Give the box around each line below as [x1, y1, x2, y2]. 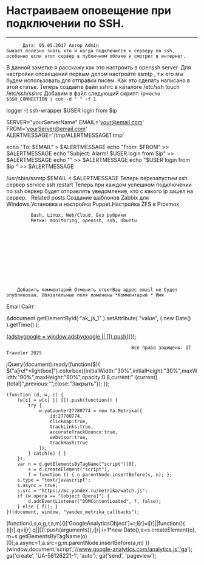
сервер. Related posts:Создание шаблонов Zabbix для [6, 194, 149, 201]
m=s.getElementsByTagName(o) [6, 532, 87, 539]
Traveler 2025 [6, 349, 42, 356]
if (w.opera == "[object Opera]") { [17, 493, 110, 499]
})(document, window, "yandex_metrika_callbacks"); [6, 509, 140, 515]
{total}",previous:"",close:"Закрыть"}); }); [6, 380, 110, 387]
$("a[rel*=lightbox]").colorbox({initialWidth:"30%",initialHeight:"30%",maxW [6, 367, 198, 374]
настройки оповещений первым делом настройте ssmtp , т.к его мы [6, 70, 184, 77]
